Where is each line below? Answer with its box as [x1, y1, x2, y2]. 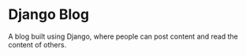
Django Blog [8, 6, 89, 24]
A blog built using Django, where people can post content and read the [8, 32, 238, 41]
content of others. [8, 39, 67, 49]
